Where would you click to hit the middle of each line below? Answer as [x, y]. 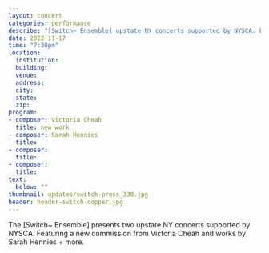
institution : [37, 61]
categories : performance [50, 23]
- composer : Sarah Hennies [53, 135]
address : [30, 82]
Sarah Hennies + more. [46, 242]
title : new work [42, 127]
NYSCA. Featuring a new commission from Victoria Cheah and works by [127, 233]
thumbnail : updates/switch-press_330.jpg [78, 194]
